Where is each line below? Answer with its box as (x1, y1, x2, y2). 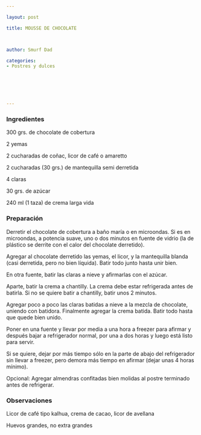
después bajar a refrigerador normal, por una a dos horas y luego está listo (6, 331, 193, 339)
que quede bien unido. (6, 313, 62, 321)
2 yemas (6, 141, 28, 148)
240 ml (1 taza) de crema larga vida (6, 199, 94, 207)
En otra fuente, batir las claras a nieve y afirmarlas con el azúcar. (6, 271, 168, 278)
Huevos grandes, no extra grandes (6, 422, 93, 429)
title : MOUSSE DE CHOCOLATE (6, 25, 77, 31)
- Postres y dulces (6, 63, 56, 70)
